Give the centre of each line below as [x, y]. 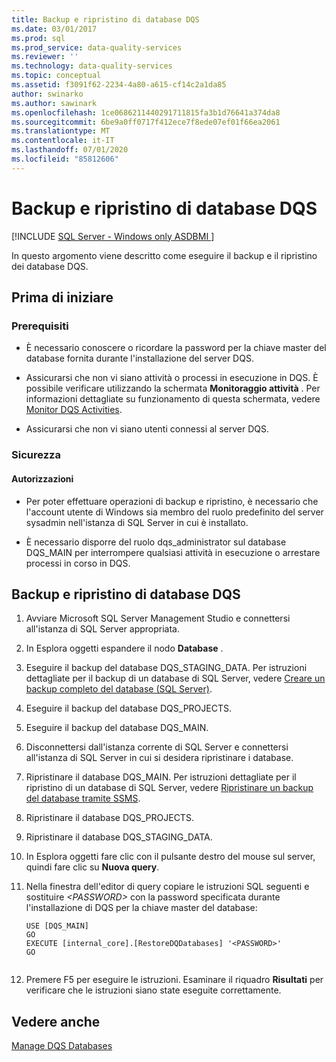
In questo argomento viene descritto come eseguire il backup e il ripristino [164, 255]
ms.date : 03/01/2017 [54, 29]
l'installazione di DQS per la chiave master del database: [141, 908]
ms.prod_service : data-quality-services [97, 47]
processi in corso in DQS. [78, 563]
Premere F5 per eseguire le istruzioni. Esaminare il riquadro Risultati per [174, 980]
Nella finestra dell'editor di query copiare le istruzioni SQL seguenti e [167, 887]
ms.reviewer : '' [45, 57]
